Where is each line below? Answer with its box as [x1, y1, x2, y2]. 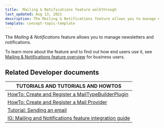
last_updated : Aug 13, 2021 [5, 12, 62, 17]
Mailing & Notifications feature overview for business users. [5, 54, 125, 60]
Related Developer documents [5, 68, 99, 76]
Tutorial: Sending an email [7, 107, 67, 114]
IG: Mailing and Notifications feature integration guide [7, 115, 130, 122]
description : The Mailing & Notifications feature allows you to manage [5, 16, 156, 21]
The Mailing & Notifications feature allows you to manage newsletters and [5, 34, 154, 40]
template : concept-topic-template [5, 21, 76, 26]
